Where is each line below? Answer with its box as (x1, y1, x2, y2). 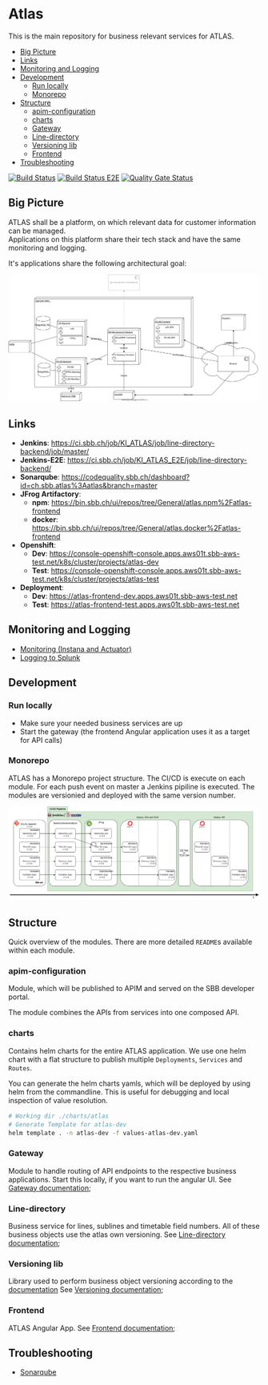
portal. (8, 992, 30, 1002)
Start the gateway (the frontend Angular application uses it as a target (19, 726, 250, 737)
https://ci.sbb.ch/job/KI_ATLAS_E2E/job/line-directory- (66, 456, 248, 465)
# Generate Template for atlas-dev (8, 1120, 127, 1129)
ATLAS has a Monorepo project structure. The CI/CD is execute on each (8, 773, 246, 783)
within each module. (8, 945, 75, 955)
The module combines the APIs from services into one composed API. (8, 1008, 240, 1018)
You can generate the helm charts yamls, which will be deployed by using (8, 1078, 250, 1088)
